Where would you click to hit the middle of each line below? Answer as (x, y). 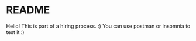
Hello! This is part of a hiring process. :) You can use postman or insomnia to (98, 26)
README (28, 10)
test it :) (15, 32)
